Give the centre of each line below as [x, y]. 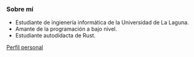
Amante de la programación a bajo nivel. [66, 29]
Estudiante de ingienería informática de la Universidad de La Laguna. [102, 23]
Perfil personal [25, 47]
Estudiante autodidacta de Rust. [55, 36]
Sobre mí [20, 9]
